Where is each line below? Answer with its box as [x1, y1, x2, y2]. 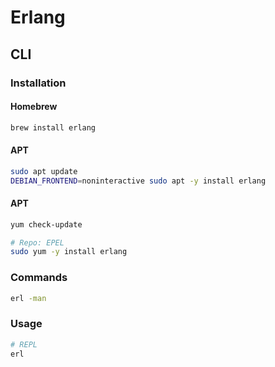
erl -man [10, 293, 47, 303]
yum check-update [10, 219, 83, 230]
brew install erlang [10, 122, 97, 133]
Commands [10, 271, 68, 285]
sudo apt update [10, 166, 78, 176]
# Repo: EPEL [10, 237, 65, 248]
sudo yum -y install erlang [10, 247, 128, 257]
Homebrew [10, 101, 58, 113]
